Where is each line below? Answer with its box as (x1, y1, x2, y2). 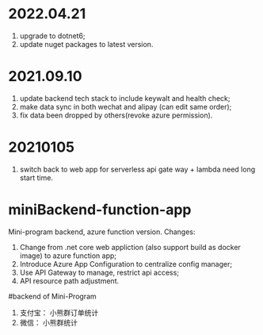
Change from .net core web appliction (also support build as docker (19, 242, 242, 252)
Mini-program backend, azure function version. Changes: (8, 227, 196, 237)
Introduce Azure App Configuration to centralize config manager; (19, 259, 232, 268)
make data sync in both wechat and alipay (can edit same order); (19, 102, 232, 111)
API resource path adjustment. (19, 275, 120, 286)
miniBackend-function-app (8, 201, 192, 218)
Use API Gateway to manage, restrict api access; (19, 268, 180, 277)
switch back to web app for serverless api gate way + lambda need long (19, 164, 256, 174)
